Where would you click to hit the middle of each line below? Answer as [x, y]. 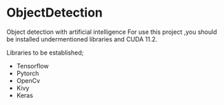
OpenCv [28, 80]
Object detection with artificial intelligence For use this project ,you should [112, 32]
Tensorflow [32, 66]
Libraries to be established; [45, 52]
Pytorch [28, 73]
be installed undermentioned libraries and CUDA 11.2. [82, 39]
